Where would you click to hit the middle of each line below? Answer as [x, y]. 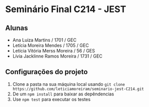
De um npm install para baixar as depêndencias [63, 94]
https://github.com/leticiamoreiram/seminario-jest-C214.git [78, 89]
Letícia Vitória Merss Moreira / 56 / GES [54, 51]
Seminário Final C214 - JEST [66, 9]
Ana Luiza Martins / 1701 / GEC [44, 40]
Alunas [17, 28]
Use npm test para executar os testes [52, 99]
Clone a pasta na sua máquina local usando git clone [69, 84]
